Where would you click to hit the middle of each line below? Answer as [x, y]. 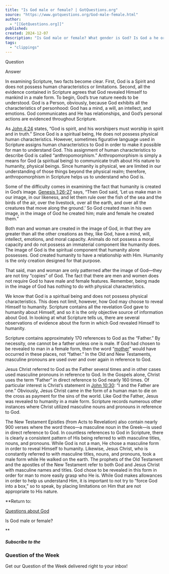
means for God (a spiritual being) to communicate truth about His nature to [82, 161]
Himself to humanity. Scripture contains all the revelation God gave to [77, 307]
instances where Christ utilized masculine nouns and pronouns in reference [83, 407]
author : [13, 19]
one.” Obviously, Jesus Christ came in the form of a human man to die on [81, 391]
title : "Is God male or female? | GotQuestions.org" [62, 10]
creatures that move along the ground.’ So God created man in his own [78, 208]
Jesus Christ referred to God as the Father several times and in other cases [83, 369]
